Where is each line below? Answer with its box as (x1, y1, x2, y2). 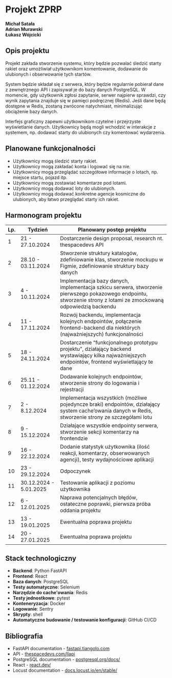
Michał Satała (5, 21, 35, 27)
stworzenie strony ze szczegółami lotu (59, 414, 153, 421)
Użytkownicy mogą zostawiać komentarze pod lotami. (12, 180, 127, 186)
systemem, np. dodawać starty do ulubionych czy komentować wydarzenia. (5, 129, 166, 135)
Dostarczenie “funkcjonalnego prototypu (59, 339, 158, 346)
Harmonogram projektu (5, 211, 82, 220)
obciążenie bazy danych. (5, 108, 58, 114)
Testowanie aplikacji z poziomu (59, 479, 135, 487)
